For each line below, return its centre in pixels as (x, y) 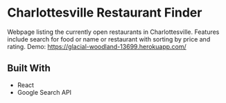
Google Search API (44, 92)
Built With (29, 68)
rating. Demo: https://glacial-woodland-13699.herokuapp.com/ (97, 46)
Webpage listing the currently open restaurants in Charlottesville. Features (113, 32)
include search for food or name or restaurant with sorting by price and (109, 39)
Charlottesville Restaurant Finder (105, 13)
